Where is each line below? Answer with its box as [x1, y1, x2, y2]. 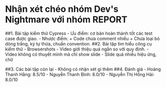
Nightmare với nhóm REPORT [5, 14, 128, 25]
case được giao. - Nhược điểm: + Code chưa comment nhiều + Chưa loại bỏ [5, 36, 160, 42]
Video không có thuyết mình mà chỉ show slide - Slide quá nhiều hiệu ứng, [5, 51, 157, 57]
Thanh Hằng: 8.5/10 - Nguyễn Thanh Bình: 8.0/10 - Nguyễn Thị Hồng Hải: [5, 71, 155, 77]
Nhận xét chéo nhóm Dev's [5, 3, 119, 15]
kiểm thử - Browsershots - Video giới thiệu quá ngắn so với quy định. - [5, 46, 149, 52]
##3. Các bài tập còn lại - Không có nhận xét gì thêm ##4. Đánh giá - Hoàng [5, 66, 161, 72]
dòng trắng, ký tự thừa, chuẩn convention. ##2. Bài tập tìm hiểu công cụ [5, 41, 152, 46]
